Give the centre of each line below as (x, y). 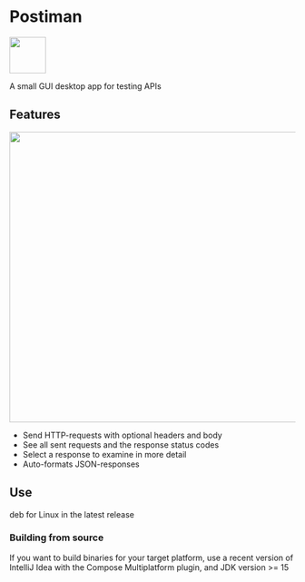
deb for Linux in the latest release (72, 514)
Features (35, 115)
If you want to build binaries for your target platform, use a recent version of (151, 557)
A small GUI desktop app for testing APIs (85, 86)
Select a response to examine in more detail (104, 454)
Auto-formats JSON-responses (81, 464)
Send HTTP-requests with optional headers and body (122, 435)
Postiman (46, 17)
